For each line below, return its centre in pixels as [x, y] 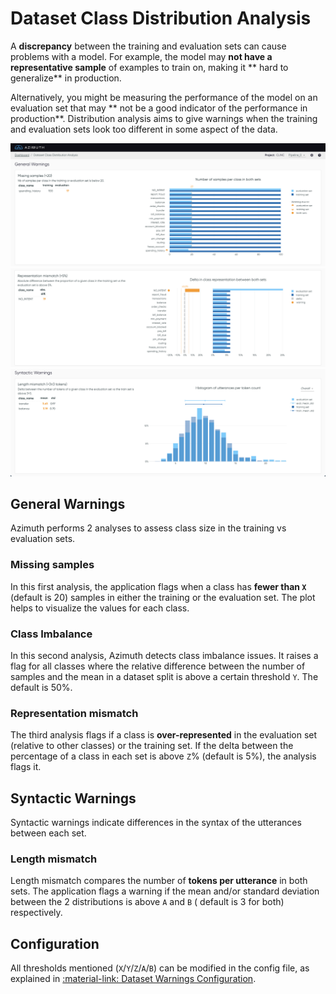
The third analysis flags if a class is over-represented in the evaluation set [164, 735]
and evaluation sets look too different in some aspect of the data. [144, 129]
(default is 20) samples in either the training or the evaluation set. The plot [163, 597]
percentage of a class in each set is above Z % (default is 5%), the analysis [163, 756]
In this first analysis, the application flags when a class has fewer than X [158, 586]
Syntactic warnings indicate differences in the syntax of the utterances [156, 823]
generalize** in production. [66, 78]
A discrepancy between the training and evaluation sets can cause [148, 46]
